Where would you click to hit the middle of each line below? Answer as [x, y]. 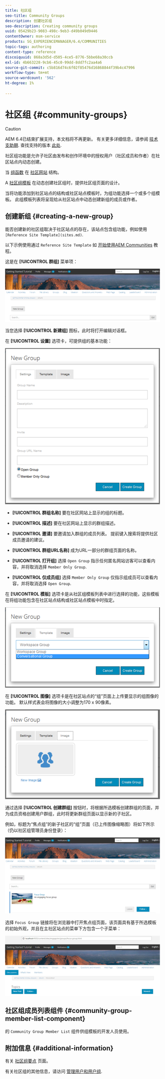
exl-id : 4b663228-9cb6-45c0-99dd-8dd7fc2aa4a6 [54, 62]
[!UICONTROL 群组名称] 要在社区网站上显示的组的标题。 [69, 513]
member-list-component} [45, 1019]
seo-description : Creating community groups [51, 26]
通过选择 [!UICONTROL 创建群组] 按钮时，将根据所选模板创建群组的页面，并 [82, 807]
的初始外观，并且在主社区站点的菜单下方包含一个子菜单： [63, 928]
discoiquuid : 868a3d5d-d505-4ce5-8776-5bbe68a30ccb [59, 57]
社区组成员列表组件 [34, 1011]
